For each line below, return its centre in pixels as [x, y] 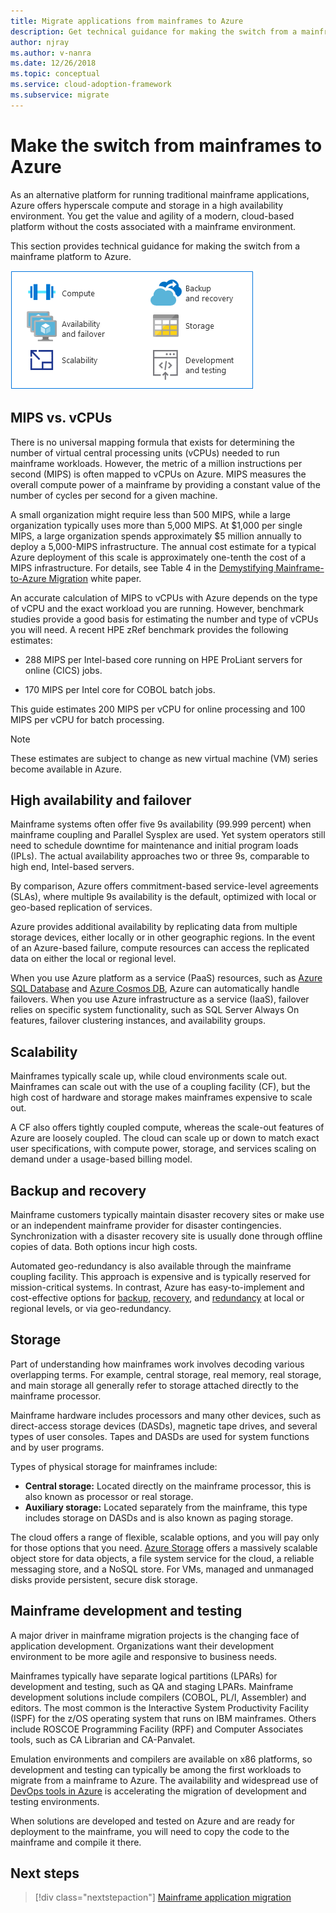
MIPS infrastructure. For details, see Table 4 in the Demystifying [142, 567]
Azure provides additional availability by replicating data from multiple [154, 927]
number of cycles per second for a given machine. [114, 495]
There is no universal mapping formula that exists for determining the [152, 442]
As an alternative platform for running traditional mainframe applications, [160, 194]
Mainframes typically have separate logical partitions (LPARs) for [144, 1676]
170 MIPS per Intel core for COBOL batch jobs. [120, 689]
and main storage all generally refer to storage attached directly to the [154, 1385]
